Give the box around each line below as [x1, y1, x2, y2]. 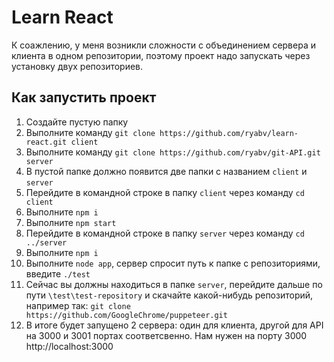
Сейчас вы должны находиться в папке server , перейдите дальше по [25, 278, 323, 290]
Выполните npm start [25, 216, 117, 228]
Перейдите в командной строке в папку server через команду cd [25, 227, 305, 239]
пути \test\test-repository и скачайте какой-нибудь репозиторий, [25, 289, 314, 301]
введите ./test [25, 267, 91, 280]
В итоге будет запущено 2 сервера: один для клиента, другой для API [25, 319, 324, 331]
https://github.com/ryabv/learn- [159, 128, 299, 138]
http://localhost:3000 [25, 340, 114, 352]
